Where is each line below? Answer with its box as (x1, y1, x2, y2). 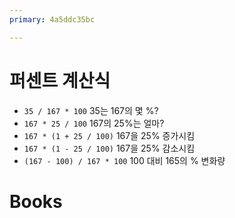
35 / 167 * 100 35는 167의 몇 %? (23, 104, 159, 116)
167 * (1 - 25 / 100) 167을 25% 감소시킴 (23, 142, 196, 154)
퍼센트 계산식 (9, 69, 111, 92)
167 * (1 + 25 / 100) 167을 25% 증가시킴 (23, 129, 196, 141)
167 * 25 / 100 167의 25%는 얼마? (23, 117, 165, 129)
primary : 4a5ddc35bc (9, 14, 96, 25)
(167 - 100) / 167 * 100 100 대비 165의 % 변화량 (23, 154, 226, 166)
